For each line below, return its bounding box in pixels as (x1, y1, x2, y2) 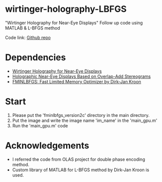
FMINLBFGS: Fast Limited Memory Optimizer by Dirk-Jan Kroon (12, 78, 141, 84)
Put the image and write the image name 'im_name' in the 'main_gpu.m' (12, 117, 158, 123)
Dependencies (5, 52, 66, 63)
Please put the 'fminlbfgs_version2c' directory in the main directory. (12, 112, 150, 118)
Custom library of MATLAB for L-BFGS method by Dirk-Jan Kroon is (12, 167, 149, 173)
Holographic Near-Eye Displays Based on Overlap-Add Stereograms (12, 73, 151, 79)
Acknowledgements (5, 140, 90, 151)
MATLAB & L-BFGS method (5, 25, 60, 31)
